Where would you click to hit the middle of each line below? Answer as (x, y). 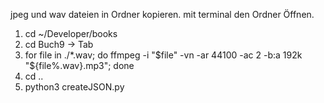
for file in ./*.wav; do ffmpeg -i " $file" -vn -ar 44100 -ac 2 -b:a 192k (163, 55)
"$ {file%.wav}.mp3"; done (79, 65)
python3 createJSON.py (74, 87)
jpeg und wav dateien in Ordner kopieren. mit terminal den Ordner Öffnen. (162, 14)
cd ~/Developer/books (71, 33)
